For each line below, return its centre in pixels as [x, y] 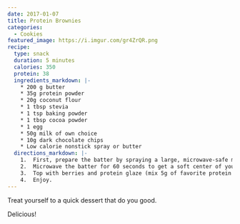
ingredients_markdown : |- [52, 80]
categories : [25, 27]
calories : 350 [35, 67]
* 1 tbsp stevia [45, 107]
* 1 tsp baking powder [54, 113]
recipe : [19, 47]
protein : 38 [32, 73]
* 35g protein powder [52, 93]
